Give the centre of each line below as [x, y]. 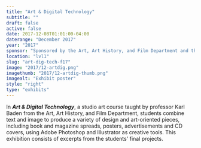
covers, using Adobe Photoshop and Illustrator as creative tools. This [91, 132]
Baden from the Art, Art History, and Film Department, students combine [95, 113]
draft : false [22, 23]
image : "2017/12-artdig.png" [42, 67]
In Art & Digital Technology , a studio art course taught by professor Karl [96, 107]
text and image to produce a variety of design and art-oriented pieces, [93, 119]
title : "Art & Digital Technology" [51, 12]
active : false [24, 28]
